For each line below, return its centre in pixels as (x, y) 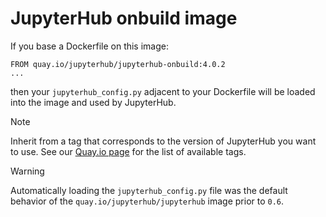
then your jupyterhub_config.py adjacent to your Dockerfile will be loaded (163, 91)
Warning (27, 171)
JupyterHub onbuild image (124, 18)
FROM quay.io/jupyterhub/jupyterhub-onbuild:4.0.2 (118, 64)
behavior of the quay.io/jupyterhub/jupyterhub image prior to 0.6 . (147, 201)
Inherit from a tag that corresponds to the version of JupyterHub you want (163, 141)
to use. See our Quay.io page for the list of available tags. (128, 151)
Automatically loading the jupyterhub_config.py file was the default (149, 190)
